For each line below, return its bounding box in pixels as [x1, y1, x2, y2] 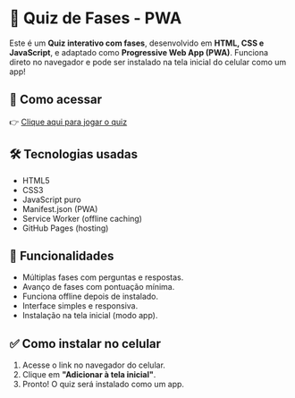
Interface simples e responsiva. [21, 301, 139, 311]
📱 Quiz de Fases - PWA [9, 8, 182, 29]
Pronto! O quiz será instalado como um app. [21, 379, 185, 390]
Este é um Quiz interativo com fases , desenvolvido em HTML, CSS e [9, 38, 265, 48]
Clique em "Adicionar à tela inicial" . [21, 369, 156, 380]
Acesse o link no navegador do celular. [21, 360, 165, 370]
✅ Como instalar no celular [9, 335, 162, 351]
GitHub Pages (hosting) [21, 223, 109, 233]
